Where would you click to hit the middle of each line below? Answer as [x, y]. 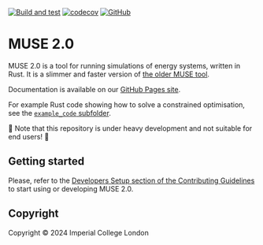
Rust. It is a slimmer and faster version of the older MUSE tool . [109, 74]
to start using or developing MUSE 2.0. [71, 188]
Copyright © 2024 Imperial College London [79, 232]
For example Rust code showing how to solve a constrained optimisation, [127, 104]
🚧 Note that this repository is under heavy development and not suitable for [130, 128]
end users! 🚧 [29, 136]
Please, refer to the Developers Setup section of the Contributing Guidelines [131, 180]
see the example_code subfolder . [60, 113]
